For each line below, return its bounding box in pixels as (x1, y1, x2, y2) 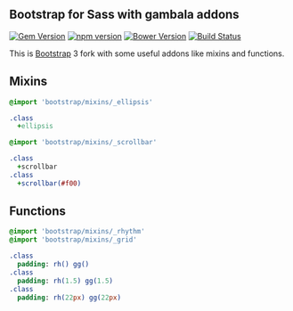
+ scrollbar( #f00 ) (17, 178, 82, 188)
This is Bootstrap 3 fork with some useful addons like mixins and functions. (9, 48, 285, 59)
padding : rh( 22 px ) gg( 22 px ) (17, 293, 122, 302)
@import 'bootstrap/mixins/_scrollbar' (9, 138, 158, 147)
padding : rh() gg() (17, 260, 90, 269)
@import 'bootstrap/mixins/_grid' (9, 235, 138, 244)
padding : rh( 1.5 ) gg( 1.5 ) (17, 276, 114, 285)
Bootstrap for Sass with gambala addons (9, 7, 240, 22)
